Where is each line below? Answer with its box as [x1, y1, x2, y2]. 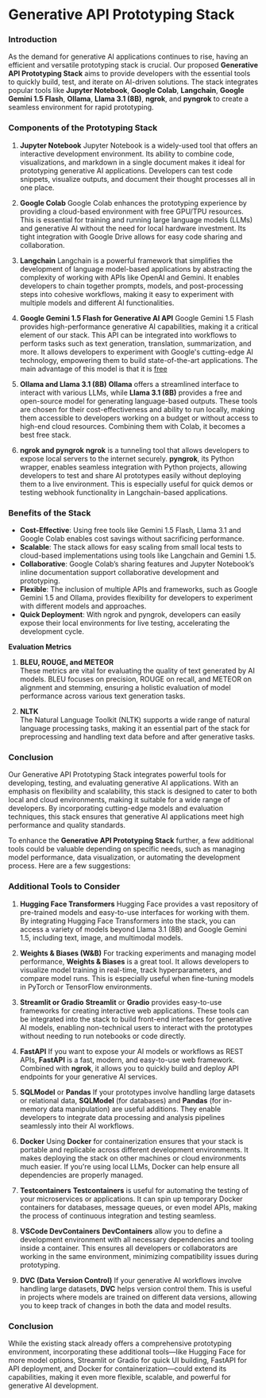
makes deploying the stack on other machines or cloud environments [19, 1153, 246, 1163]
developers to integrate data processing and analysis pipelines [19, 1112, 225, 1122]
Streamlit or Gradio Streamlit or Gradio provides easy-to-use [19, 997, 222, 1006]
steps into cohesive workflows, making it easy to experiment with [19, 289, 234, 299]
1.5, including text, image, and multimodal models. [19, 933, 183, 942]
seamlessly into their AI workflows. [19, 1121, 134, 1130]
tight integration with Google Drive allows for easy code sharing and [19, 232, 243, 241]
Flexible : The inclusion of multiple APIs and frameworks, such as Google [19, 585, 258, 594]
